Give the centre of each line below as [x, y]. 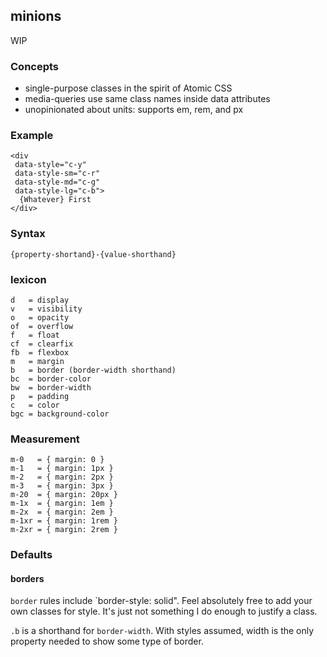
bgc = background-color [60, 414]
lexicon [28, 279]
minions [36, 16]
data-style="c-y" [50, 165]
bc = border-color [51, 379]
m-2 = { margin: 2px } [62, 477]
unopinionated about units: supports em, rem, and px [134, 110]
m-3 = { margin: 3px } [62, 486]
